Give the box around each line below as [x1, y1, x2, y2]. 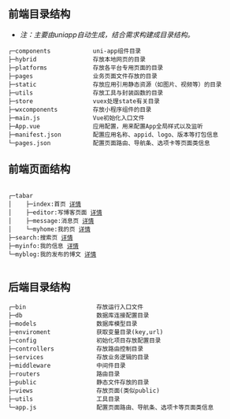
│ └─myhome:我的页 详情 [8, 225, 91, 233]
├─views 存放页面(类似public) [8, 387, 160, 395]
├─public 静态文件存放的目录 [8, 379, 150, 387]
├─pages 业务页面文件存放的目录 [8, 72, 158, 80]
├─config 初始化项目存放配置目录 [8, 337, 161, 345]
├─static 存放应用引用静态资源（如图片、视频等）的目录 [8, 80, 222, 88]
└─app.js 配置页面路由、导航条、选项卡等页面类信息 [8, 404, 214, 412]
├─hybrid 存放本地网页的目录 [8, 55, 146, 63]
